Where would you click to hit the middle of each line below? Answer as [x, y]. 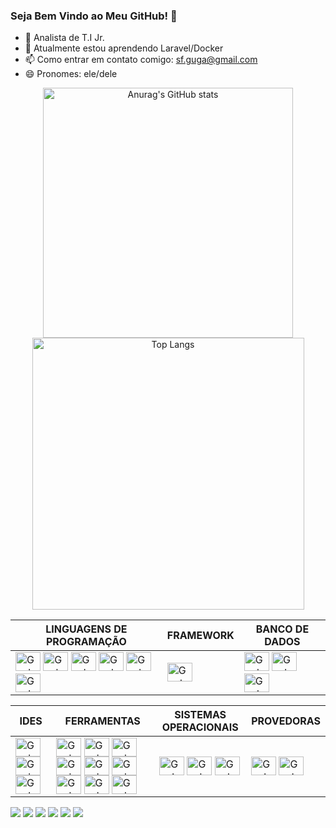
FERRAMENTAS [102, 721]
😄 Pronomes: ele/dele [71, 74]
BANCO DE [282, 629]
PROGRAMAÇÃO [86, 642]
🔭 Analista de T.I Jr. [64, 38]
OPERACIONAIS [200, 727]
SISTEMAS [200, 715]
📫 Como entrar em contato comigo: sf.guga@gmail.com [141, 60]
